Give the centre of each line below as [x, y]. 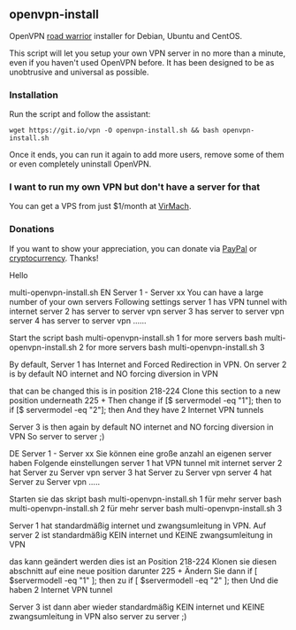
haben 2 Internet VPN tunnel [61, 589]
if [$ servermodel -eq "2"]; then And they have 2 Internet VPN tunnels [137, 409]
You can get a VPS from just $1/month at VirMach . [100, 206]
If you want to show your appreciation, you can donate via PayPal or [133, 248]
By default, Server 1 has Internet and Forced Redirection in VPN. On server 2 [148, 364]
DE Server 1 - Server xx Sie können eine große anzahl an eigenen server [140, 453]
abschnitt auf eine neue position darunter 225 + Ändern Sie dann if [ [133, 571]
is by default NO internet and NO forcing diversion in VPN [114, 373]
